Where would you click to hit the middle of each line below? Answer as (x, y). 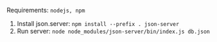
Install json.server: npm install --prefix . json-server (98, 23)
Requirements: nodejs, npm (46, 10)
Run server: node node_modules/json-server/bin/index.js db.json (113, 31)
